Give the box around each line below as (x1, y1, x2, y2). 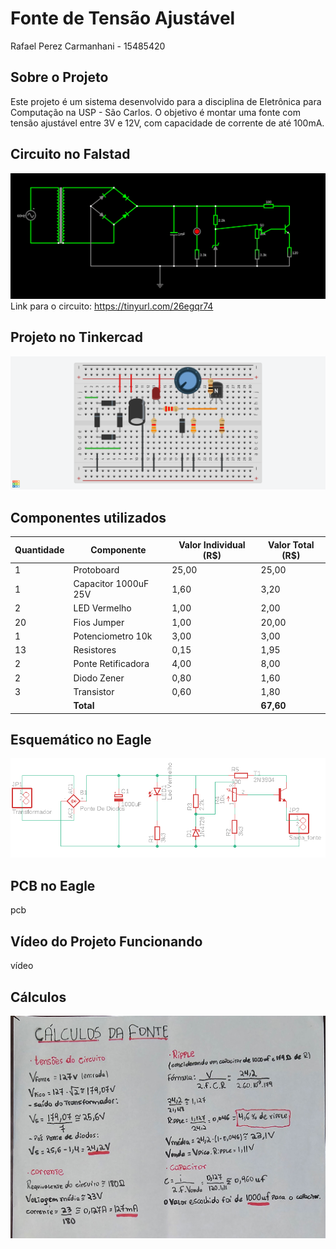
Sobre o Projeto (10, 69, 109, 86)
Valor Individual (178, 538, 246, 551)
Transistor (73, 685, 115, 697)
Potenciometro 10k (73, 630, 153, 642)
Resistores (73, 644, 117, 656)
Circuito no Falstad (10, 146, 131, 163)
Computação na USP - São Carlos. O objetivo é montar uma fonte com (10, 106, 301, 118)
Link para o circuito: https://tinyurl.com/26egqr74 (10, 300, 214, 312)
